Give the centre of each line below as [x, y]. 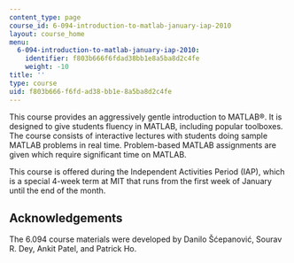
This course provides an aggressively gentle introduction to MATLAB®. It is [146, 117]
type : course [33, 83]
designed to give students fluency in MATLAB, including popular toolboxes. [146, 126]
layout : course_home [47, 34]
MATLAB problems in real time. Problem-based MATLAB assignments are [143, 145]
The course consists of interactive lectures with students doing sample [139, 135]
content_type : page [45, 17]
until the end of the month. [58, 190]
